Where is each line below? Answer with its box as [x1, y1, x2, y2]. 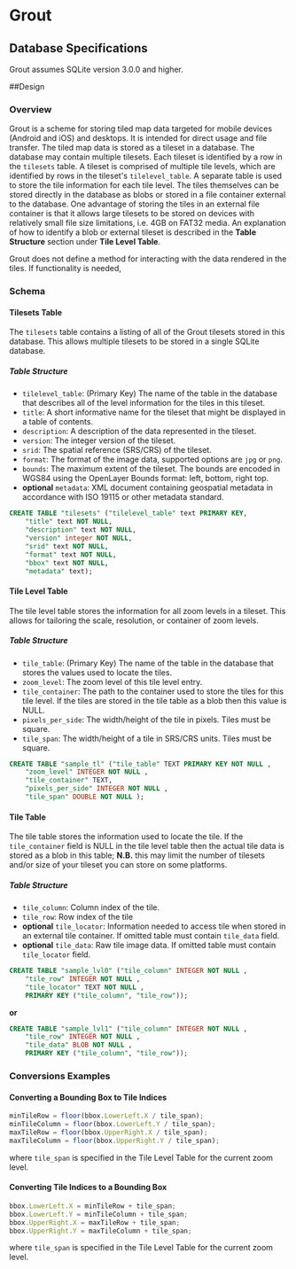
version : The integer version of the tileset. [21, 435, 176, 446]
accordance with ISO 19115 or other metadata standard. [21, 492, 224, 502]
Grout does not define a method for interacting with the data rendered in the [9, 253, 287, 264]
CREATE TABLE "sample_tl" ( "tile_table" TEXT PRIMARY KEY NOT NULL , [9, 759, 272, 768]
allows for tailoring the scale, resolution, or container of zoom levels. [9, 615, 260, 626]
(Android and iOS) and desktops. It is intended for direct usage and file [9, 133, 268, 144]
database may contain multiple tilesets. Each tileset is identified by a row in [9, 152, 284, 162]
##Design [9, 82, 45, 91]
